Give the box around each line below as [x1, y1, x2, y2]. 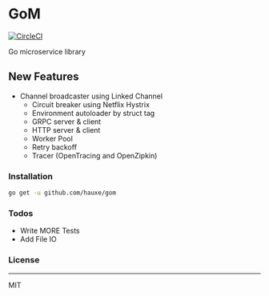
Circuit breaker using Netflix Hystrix [31, 99, 151, 109]
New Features [8, 70, 79, 84]
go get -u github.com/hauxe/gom [8, 189, 116, 197]
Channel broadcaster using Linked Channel [19, 91, 163, 101]
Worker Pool [31, 134, 74, 143]
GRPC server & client [31, 117, 102, 126]
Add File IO [19, 234, 58, 244]
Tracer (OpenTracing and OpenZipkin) [31, 150, 158, 160]
